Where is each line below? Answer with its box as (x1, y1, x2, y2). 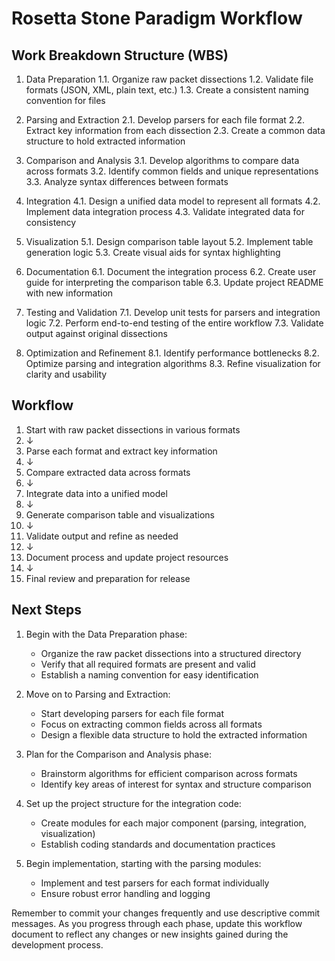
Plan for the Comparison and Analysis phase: (25, 748, 212, 760)
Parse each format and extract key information (25, 445, 218, 457)
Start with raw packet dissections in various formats (25, 423, 241, 436)
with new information (25, 287, 114, 299)
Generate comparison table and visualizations (25, 508, 215, 521)
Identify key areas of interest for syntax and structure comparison (40, 778, 312, 790)
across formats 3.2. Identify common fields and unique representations (25, 165, 319, 177)
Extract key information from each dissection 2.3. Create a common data (25, 125, 326, 136)
